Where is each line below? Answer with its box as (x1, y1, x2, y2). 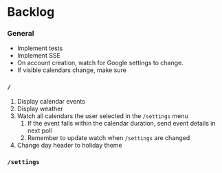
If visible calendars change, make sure (16, 66, 127, 74)
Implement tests (16, 44, 63, 52)
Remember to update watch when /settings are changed (27, 133, 190, 141)
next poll (27, 126, 52, 135)
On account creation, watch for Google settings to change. (16, 59, 184, 67)
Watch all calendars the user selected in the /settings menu (16, 111, 188, 120)
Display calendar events (16, 97, 86, 105)
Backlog (7, 4, 55, 20)
